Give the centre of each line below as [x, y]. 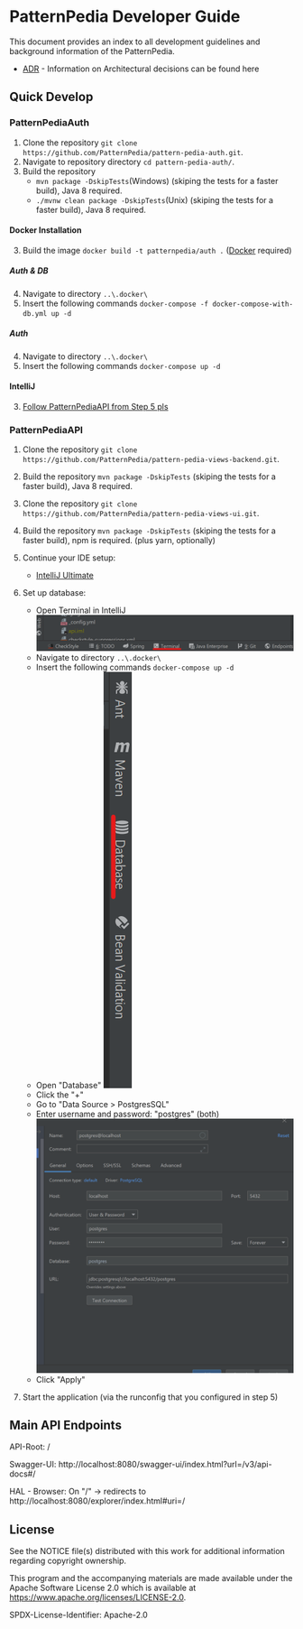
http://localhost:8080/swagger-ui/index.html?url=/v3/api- [165, 1465]
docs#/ [23, 1474]
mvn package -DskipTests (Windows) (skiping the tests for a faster [157, 180]
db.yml [35, 313]
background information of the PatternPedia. [92, 51]
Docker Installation [46, 230]
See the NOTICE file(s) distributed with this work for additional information [147, 1551]
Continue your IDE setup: [69, 558]
